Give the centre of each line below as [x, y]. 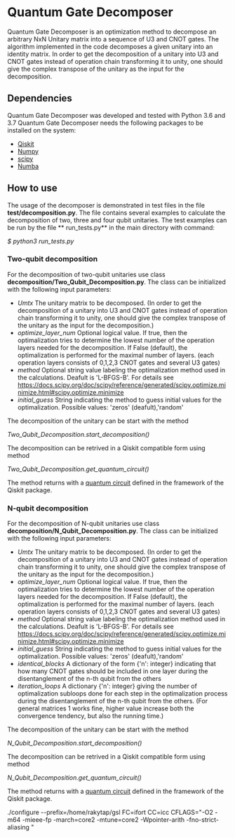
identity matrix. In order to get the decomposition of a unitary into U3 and [113, 54]
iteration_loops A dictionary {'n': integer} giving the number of [107, 686]
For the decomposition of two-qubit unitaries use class [87, 274]
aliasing [19, 827]
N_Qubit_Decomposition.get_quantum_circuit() [74, 778]
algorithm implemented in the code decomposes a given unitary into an [110, 46]
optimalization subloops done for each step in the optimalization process [122, 694]
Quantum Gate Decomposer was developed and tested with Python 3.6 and [116, 115]
